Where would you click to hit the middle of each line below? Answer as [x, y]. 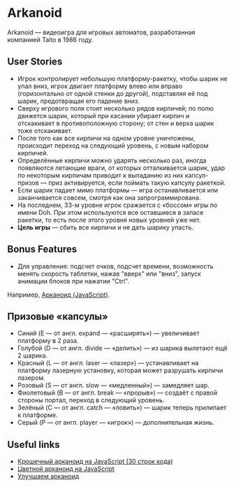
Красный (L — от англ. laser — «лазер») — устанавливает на [108, 363]
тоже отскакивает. [45, 130]
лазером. [31, 378]
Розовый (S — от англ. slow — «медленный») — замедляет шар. [113, 386]
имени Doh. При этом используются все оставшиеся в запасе [110, 212]
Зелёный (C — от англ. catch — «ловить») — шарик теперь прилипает [122, 408]
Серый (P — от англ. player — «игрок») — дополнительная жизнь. [116, 423]
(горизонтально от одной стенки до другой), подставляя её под [112, 93]
